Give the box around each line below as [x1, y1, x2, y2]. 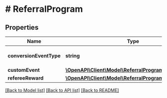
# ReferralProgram [5, 3, 83, 15]
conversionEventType [7, 52, 61, 59]
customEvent [7, 67, 40, 73]
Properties [5, 23, 39, 32]
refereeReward [7, 75, 44, 81]
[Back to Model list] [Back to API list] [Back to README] [5, 88, 119, 93]
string [65, 52, 80, 59]
